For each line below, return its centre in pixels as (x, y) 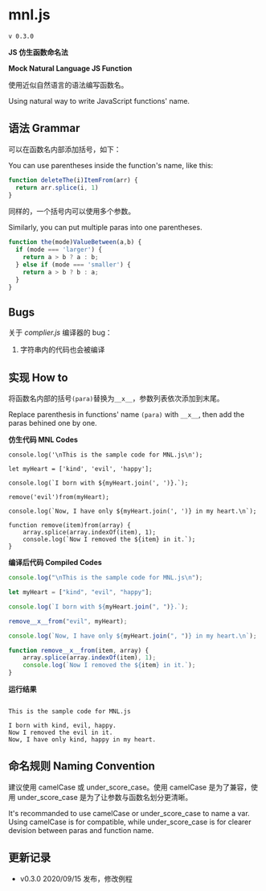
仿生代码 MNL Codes (43, 439)
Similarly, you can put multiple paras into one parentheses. (105, 228)
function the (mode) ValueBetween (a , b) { (75, 242)
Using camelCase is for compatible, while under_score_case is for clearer (130, 822)
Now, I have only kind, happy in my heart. (82, 740)
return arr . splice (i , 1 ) (57, 188)
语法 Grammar (44, 128)
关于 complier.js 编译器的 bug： (60, 332)
